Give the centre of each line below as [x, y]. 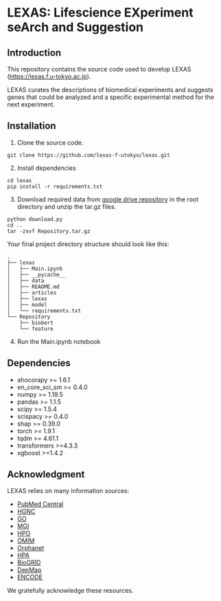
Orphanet [31, 548]
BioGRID [29, 562]
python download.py [35, 219]
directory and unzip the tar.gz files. [67, 206]
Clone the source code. [50, 142]
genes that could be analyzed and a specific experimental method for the [111, 97]
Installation [32, 126]
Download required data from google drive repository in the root [108, 199]
